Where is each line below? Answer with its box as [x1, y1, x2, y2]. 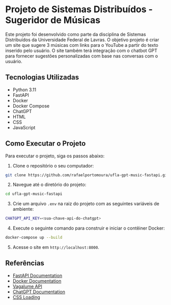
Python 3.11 [12, 87, 37, 93]
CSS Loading [12, 294, 41, 300]
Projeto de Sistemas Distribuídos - [5, 4, 153, 15]
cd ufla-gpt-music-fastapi [5, 191, 63, 197]
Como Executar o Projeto [5, 139, 86, 148]
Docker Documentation [12, 278, 62, 284]
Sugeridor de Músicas [5, 14, 101, 26]
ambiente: [12, 206, 34, 212]
